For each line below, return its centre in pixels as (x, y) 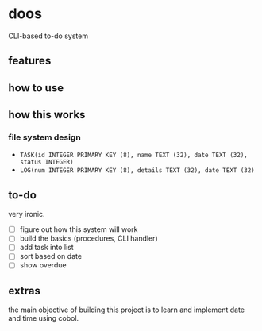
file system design (44, 137)
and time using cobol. (44, 318)
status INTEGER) (46, 162)
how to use (36, 88)
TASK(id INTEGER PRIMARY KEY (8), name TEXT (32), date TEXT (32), (133, 156)
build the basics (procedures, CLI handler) (89, 238)
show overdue (43, 265)
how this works (47, 115)
